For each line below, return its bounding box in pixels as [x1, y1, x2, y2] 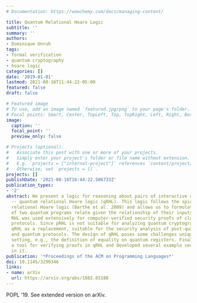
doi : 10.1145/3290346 [6, 259, 59, 265]
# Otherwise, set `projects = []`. [6, 166, 98, 172]
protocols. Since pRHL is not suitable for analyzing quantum [11, 221, 167, 227]
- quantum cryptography [6, 57, 64, 63]
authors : [6, 36, 28, 42]
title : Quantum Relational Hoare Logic [6, 19, 104, 25]
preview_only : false [11, 133, 62, 140]
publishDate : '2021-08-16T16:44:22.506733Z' [6, 177, 117, 183]
